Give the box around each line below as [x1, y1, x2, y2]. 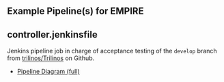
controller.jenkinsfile [7, 29, 98, 40]
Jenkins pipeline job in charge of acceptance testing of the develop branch [7, 47, 217, 55]
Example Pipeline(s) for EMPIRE [7, 5, 144, 17]
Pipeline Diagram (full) [16, 68, 80, 76]
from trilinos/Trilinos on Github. [7, 54, 95, 62]
